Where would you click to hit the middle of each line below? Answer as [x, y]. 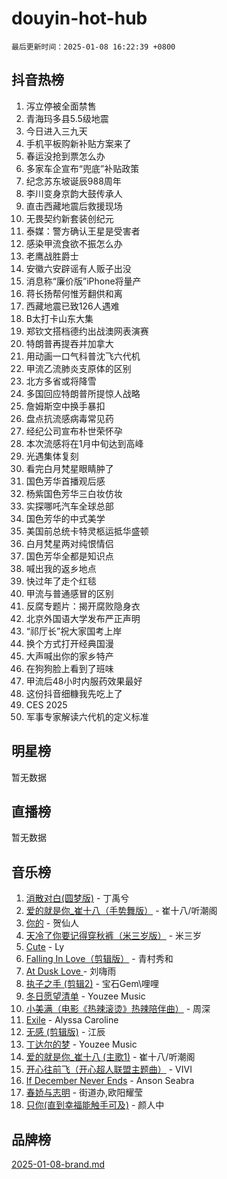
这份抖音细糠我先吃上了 [74, 693]
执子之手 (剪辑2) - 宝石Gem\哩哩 [92, 984]
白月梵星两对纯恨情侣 [69, 543]
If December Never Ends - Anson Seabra [110, 1081]
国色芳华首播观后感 [65, 481]
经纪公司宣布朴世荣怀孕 [74, 431]
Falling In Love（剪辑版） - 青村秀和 [99, 959]
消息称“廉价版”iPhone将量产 [83, 281]
